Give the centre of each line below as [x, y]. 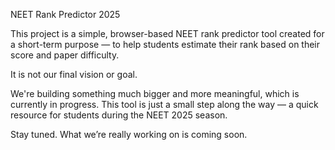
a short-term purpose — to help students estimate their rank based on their [165, 44]
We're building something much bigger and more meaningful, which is [155, 93]
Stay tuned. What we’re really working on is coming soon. [129, 134]
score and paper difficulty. [65, 55]
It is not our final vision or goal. [74, 74]
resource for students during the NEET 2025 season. [119, 115]
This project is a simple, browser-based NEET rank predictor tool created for [167, 33]
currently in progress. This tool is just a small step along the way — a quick [164, 104]
